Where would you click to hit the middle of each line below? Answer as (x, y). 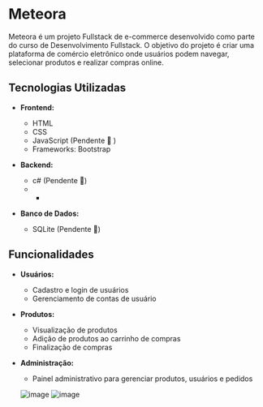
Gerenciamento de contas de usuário (94, 298)
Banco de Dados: (50, 213)
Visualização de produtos (75, 330)
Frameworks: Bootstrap (71, 149)
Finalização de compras (72, 347)
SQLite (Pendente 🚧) (67, 229)
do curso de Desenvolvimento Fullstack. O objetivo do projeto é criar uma (131, 45)
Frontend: (37, 107)
